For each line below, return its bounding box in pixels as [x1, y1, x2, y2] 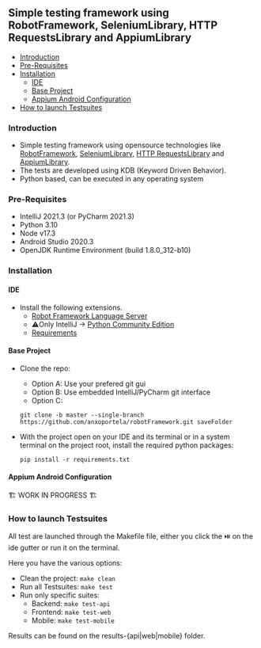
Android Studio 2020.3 [19, 237, 94, 246]
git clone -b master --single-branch [19, 411, 145, 419]
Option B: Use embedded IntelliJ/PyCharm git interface [31, 387, 211, 397]
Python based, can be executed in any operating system [19, 174, 204, 184]
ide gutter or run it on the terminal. [8, 543, 120, 553]
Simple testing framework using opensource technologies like [19, 140, 221, 150]
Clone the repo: [19, 364, 71, 373]
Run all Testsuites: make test [19, 582, 113, 592]
